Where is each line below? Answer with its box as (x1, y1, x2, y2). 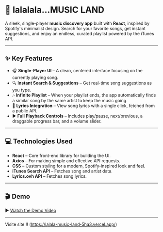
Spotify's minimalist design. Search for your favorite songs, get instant (5, 25, 146, 31)
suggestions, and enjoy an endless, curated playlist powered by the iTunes (5, 31, 154, 36)
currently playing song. (12, 75, 59, 80)
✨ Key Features (5, 54, 52, 62)
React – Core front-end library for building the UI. (12, 153, 111, 158)
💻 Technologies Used (5, 138, 73, 146)
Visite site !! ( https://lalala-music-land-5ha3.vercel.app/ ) (5, 221, 117, 227)
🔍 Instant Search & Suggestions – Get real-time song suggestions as (12, 80, 152, 86)
